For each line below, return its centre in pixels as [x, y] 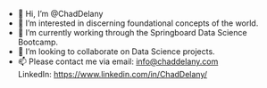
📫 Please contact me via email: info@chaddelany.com [118, 61]
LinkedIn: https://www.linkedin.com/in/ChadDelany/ [113, 74]
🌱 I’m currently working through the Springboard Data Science [132, 32]
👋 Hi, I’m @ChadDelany [60, 14]
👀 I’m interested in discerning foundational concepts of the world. [138, 23]
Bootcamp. [38, 42]
